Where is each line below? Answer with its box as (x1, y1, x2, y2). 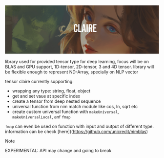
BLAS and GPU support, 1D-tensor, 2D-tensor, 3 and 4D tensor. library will (5, 64, 154, 69)
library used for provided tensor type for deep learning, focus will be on (5, 58, 149, 64)
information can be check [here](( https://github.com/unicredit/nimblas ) (5, 128, 148, 135)
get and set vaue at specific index (12, 93, 81, 99)
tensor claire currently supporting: (5, 78, 74, 84)
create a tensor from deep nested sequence (12, 98, 101, 104)
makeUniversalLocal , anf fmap (12, 113, 71, 120)
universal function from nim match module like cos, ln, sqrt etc (12, 103, 138, 109)
